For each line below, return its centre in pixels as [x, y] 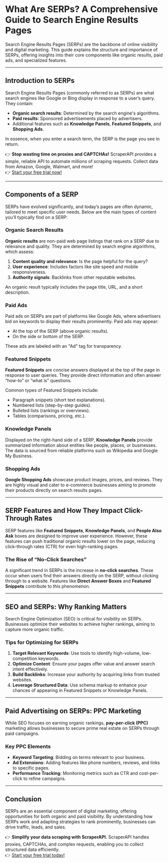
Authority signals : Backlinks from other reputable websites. [74, 277]
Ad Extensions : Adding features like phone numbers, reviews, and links [86, 763]
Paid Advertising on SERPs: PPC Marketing [73, 711]
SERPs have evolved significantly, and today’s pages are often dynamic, [79, 207]
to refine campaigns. [44, 778]
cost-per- [149, 773]
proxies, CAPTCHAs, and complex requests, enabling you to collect [74, 844]
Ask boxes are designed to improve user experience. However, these [76, 536]
